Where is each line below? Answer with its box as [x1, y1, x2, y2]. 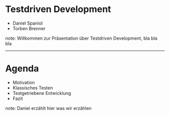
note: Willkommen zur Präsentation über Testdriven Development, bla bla [5, 35, 158, 41]
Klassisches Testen [12, 84, 53, 91]
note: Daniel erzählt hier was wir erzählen [5, 105, 92, 111]
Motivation [12, 79, 35, 85]
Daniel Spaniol [12, 20, 43, 26]
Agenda [5, 63, 39, 74]
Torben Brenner [12, 25, 46, 31]
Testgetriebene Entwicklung [12, 90, 71, 96]
